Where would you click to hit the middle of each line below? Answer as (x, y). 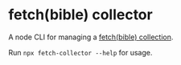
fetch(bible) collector (80, 15)
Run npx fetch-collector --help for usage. (80, 52)
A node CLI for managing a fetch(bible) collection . (91, 37)
